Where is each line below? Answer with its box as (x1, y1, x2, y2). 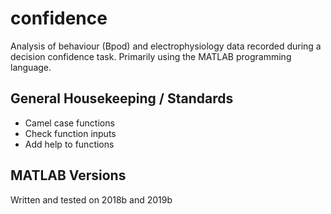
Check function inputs (24, 127, 117, 139)
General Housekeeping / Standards (10, 90, 234, 107)
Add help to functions (24, 138, 115, 150)
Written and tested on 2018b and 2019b (10, 193, 173, 206)
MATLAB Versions (10, 167, 127, 184)
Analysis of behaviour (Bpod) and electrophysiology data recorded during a (10, 40, 322, 52)
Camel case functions (24, 117, 115, 129)
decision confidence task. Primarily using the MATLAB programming (10, 50, 292, 62)
